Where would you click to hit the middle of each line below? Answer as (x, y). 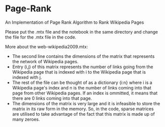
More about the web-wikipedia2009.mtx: (47, 46)
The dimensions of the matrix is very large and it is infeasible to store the (86, 103)
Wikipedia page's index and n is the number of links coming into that (82, 87)
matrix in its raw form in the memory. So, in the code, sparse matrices (83, 109)
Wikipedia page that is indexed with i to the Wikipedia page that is (79, 72)
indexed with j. (27, 77)
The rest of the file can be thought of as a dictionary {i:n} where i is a (82, 83)
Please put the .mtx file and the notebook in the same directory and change (82, 32)
